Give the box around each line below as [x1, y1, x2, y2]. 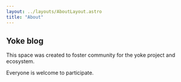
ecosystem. [6, 58, 35, 65]
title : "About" [6, 14, 44, 20]
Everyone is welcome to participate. [6, 69, 94, 77]
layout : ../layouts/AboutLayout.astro [6, 8, 102, 15]
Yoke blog [6, 36, 44, 46]
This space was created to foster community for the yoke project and [6, 51, 176, 59]
